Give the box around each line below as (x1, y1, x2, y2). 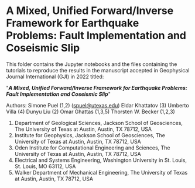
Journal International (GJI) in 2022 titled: (6, 73, 104, 80)
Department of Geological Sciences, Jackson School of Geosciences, (14, 119, 183, 126)
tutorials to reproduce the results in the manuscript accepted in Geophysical (6, 67, 190, 74)
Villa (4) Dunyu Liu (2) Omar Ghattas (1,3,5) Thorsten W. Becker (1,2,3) (6, 108, 176, 115)
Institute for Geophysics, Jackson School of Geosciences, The (14, 131, 166, 138)
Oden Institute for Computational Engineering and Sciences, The (14, 144, 170, 151)
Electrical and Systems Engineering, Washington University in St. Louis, (14, 156, 187, 163)
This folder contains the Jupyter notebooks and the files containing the (6, 60, 177, 68)
